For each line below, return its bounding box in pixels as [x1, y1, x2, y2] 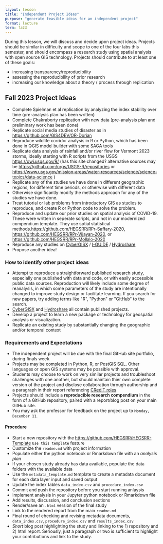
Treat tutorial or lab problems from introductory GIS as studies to [12, 200, 142, 206]
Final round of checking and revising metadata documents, [12, 513, 130, 519]
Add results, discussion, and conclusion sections [12, 497, 110, 503]
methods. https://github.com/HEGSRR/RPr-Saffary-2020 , [12, 226, 126, 232]
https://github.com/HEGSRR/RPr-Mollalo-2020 [12, 236, 106, 242]
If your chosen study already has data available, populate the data [12, 460, 145, 467]
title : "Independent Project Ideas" [5, 12, 79, 17]
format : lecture [5, 21, 38, 26]
